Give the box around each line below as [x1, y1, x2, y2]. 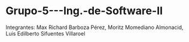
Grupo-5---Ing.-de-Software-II [5, 4, 163, 18]
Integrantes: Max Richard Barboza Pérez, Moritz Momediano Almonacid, [5, 24, 184, 31]
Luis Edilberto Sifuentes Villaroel [5, 30, 86, 37]
